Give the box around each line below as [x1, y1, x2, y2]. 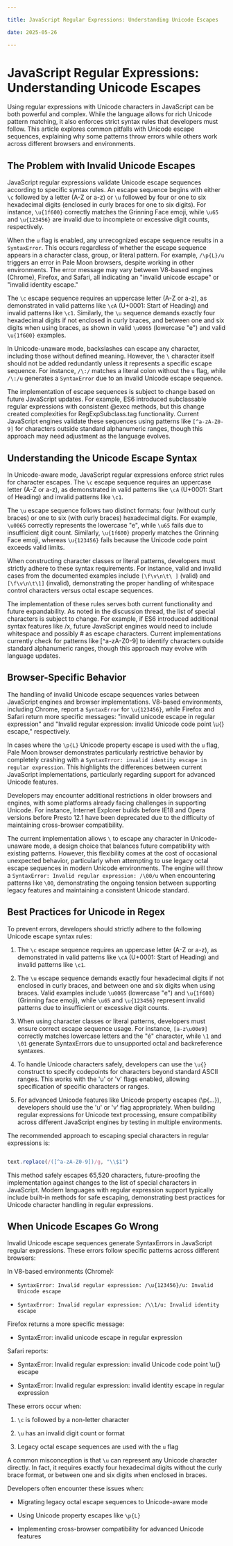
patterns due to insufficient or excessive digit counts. [17, 1003, 170, 1011]
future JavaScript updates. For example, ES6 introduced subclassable [7, 395, 207, 404]
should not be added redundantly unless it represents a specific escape [7, 359, 213, 368]
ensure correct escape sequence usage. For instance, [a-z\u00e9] [17, 1024, 208, 1032]
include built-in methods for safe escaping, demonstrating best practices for [7, 1193, 225, 1201]
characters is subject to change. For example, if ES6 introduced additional [7, 615, 218, 623]
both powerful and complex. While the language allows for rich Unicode [7, 110, 212, 118]
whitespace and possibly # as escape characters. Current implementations [7, 629, 222, 638]
